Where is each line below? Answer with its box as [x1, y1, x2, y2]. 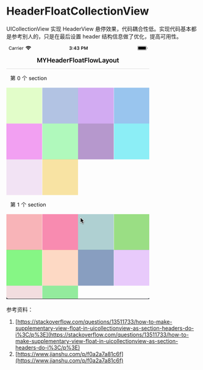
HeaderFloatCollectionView [6, 4, 149, 18]
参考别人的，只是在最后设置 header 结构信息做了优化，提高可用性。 [11, 32, 182, 40]
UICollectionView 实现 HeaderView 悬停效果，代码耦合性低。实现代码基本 [6, 25, 191, 32]
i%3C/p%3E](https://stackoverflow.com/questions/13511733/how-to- [15, 330, 189, 338]
